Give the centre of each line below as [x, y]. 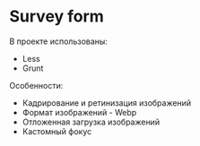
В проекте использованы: [58, 41]
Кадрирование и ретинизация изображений [106, 103]
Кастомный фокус [57, 131]
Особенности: [36, 85]
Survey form [57, 17]
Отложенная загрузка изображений [91, 122]
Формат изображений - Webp [79, 112]
